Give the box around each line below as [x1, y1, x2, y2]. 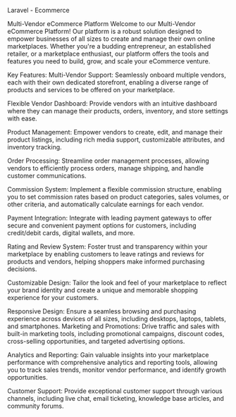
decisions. [7, 265, 37, 273]
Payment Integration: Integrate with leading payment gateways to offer [7, 214, 213, 222]
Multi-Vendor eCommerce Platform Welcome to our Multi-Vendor [7, 20, 196, 27]
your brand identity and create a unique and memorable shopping [7, 286, 199, 294]
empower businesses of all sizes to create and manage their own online [7, 35, 216, 43]
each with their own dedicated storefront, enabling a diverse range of [7, 78, 209, 87]
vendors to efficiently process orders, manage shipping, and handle [7, 164, 204, 172]
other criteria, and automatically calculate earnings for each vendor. [7, 200, 204, 208]
